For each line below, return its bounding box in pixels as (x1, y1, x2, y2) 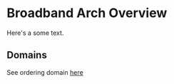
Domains (6, 49, 47, 61)
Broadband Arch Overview (6, 5, 168, 21)
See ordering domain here (6, 68, 83, 76)
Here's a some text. (6, 28, 64, 37)
